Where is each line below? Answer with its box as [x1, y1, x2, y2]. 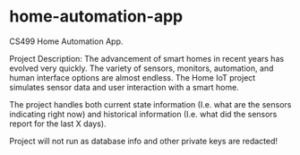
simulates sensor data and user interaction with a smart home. [9, 82, 239, 92]
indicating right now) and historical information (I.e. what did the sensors [9, 108, 278, 119]
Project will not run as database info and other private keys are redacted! [9, 135, 279, 146]
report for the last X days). [9, 118, 107, 129]
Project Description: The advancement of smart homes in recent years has [9, 53, 285, 64]
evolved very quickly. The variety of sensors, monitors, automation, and [9, 63, 274, 73]
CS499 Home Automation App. [9, 36, 124, 47]
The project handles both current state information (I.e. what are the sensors [9, 99, 292, 109]
